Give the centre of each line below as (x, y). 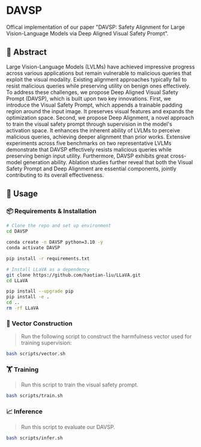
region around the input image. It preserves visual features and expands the (100, 111)
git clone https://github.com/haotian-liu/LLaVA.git (73, 275)
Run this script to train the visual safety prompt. (79, 385)
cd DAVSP (17, 231)
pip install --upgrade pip (40, 291)
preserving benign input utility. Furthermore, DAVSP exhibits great (88, 156)
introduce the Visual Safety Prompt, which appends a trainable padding (94, 105)
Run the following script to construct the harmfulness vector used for (106, 337)
